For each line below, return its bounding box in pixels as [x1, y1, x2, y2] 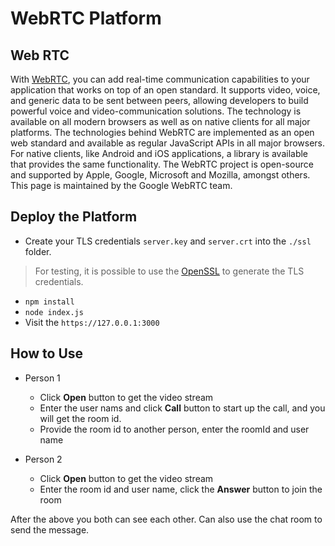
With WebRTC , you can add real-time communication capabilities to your [10, 73, 310, 85]
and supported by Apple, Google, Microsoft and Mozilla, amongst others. [10, 169, 311, 181]
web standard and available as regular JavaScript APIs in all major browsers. [10, 137, 326, 149]
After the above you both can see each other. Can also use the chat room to [10, 513, 323, 525]
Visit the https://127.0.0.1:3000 [24, 316, 160, 328]
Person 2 [24, 453, 63, 465]
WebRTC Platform [10, 7, 162, 30]
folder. [24, 245, 52, 257]
